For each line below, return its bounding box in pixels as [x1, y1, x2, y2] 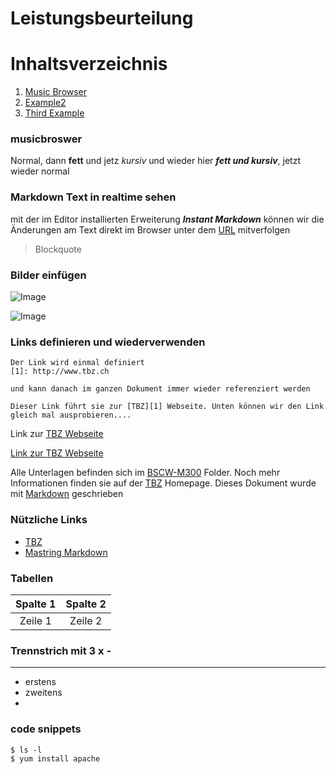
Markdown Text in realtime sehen [10, 190, 177, 204]
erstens [24, 676, 57, 688]
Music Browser [24, 86, 88, 98]
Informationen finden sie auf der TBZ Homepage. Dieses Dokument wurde [10, 477, 317, 489]
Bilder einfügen [10, 268, 87, 282]
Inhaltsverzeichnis [10, 53, 168, 76]
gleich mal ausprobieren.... [10, 410, 132, 421]
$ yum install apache [10, 753, 101, 764]
